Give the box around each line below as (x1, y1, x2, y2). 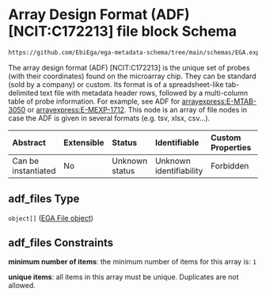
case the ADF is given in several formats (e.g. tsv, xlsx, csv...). (8, 113, 211, 123)
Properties (211, 142, 252, 153)
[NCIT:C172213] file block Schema (8, 22, 237, 40)
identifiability (154, 165, 203, 176)
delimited (8, 88, 39, 97)
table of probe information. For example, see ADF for (8, 97, 180, 106)
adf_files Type (8, 192, 80, 206)
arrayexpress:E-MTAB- (181, 97, 257, 106)
